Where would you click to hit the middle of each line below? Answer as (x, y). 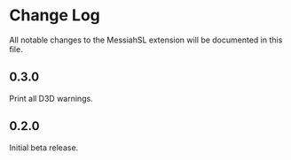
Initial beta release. (44, 148)
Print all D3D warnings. (51, 98)
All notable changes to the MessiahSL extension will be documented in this (146, 40)
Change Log (55, 15)
